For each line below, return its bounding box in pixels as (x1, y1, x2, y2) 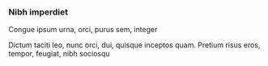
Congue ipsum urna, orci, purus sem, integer (8, 25, 158, 35)
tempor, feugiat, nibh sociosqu (8, 49, 111, 59)
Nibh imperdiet (8, 6, 69, 18)
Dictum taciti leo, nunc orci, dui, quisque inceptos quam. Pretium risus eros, (8, 40, 261, 50)
